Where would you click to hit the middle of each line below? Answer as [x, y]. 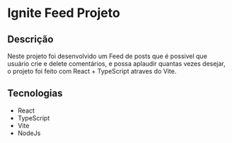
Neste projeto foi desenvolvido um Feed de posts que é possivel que [107, 56]
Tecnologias [35, 93]
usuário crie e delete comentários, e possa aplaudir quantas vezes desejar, [117, 64]
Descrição [30, 39]
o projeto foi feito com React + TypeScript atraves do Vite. [92, 71]
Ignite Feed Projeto [64, 13]
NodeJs [29, 133]
